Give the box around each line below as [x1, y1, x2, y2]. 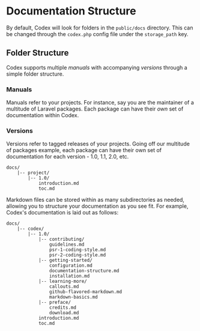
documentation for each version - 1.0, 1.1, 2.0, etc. [6, 153, 129, 160]
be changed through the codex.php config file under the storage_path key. [6, 30, 189, 37]
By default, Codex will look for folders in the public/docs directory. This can [6, 24, 193, 31]
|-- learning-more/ [38, 278, 87, 285]
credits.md [49, 305, 77, 311]
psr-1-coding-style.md [49, 247, 106, 253]
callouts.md [49, 284, 79, 290]
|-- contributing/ [38, 236, 85, 243]
